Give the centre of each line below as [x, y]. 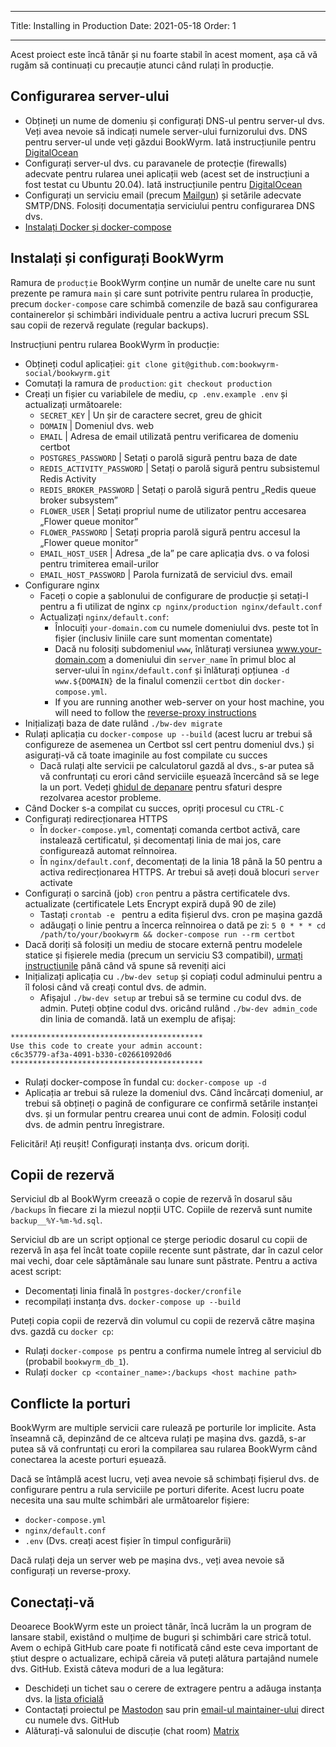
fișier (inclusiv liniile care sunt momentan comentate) [163, 638]
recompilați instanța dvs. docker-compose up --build [132, 1302]
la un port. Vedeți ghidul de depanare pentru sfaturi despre [161, 787]
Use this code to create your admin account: [106, 1046]
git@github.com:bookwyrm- [225, 364]
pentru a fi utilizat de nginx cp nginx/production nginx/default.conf [181, 606]
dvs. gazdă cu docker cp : [62, 1332]
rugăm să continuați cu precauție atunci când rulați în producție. [142, 65]
